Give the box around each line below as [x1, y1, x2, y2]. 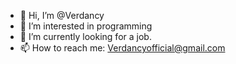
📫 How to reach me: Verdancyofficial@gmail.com [19, 42, 226, 54]
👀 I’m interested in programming [19, 20, 153, 32]
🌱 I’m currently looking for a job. [19, 31, 152, 42]
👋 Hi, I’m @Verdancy [19, 10, 105, 21]
